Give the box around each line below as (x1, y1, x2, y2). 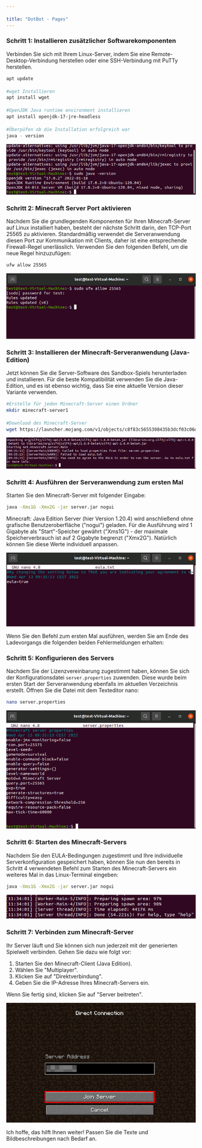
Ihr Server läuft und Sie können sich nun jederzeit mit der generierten (6, 941, 178, 949)
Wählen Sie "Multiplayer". (14, 966, 78, 973)
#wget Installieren (6, 88, 55, 95)
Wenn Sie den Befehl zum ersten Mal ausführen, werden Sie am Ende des (6, 632, 189, 640)
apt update (6, 75, 34, 81)
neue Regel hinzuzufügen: (6, 250, 72, 257)
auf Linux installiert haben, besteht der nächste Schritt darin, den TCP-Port (6, 224, 192, 231)
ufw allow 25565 (6, 262, 47, 268)
